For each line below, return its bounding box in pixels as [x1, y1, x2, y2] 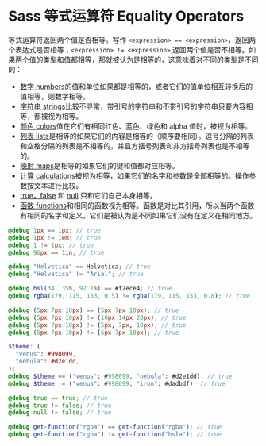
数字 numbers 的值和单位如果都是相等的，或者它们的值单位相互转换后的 [19, 81, 253, 91]
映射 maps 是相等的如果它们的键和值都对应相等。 [19, 160, 179, 171]
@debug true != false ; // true [8, 402, 112, 409]
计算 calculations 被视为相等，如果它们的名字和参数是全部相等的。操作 [19, 171, 249, 180]
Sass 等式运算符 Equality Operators [8, 7, 245, 25]
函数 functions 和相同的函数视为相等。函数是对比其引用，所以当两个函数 [19, 200, 255, 210]
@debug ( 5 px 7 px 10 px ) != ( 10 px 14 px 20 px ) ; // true [8, 313, 187, 321]
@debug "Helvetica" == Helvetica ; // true [8, 263, 151, 271]
